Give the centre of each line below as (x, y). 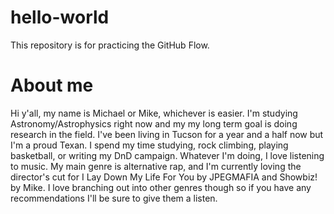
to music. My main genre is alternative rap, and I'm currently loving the (156, 166)
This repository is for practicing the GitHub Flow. (110, 45)
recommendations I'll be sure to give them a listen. (114, 198)
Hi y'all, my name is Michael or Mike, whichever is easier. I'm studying (154, 113)
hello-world (60, 17)
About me (52, 85)
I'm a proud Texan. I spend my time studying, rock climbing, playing (149, 145)
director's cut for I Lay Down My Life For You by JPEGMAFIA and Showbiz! (164, 177)
